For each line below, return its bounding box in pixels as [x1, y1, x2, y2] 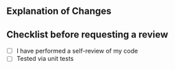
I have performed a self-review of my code [16, 47, 138, 55]
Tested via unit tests [16, 55, 74, 63]
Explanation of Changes [6, 5, 112, 17]
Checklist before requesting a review [6, 29, 169, 40]
